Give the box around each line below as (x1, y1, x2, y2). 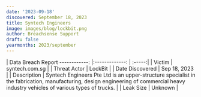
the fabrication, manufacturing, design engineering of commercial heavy (6, 77, 185, 84)
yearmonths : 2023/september (6, 43, 77, 48)
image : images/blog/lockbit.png (6, 25, 87, 32)
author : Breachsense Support (6, 31, 79, 37)
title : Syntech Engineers (6, 20, 71, 26)
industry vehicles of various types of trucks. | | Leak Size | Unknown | (6, 84, 179, 91)
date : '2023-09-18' (6, 8, 55, 15)
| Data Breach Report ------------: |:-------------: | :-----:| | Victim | (6, 58, 173, 66)
